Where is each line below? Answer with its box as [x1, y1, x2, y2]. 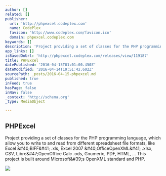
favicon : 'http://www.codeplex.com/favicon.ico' [9, 30, 112, 35]
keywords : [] [5, 40, 32, 44]
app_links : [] [5, 48, 35, 53]
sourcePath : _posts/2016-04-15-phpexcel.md [5, 72, 96, 77]
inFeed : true [5, 81, 32, 86]
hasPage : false [5, 85, 37, 90]
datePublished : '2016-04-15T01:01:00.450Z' [5, 62, 96, 67]
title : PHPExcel [5, 58, 39, 63]
